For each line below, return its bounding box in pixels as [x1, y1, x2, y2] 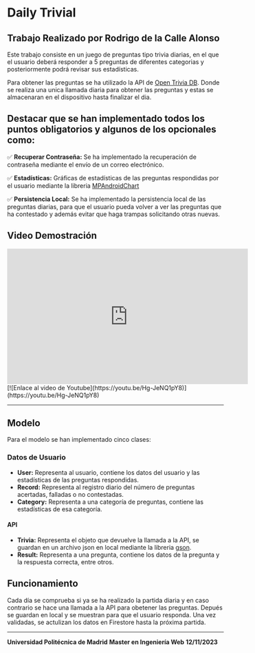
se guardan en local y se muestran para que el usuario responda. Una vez [7, 610, 217, 619]
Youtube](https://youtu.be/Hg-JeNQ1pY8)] [66, 383, 187, 392]
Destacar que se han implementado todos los [7, 113, 205, 125]
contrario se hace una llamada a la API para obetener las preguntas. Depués [7, 603, 223, 612]
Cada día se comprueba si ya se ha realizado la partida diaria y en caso [7, 596, 210, 604]
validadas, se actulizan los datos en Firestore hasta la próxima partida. [7, 618, 206, 626]
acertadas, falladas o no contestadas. [16, 490, 124, 498]
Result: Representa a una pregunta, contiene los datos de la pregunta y [16, 550, 220, 559]
